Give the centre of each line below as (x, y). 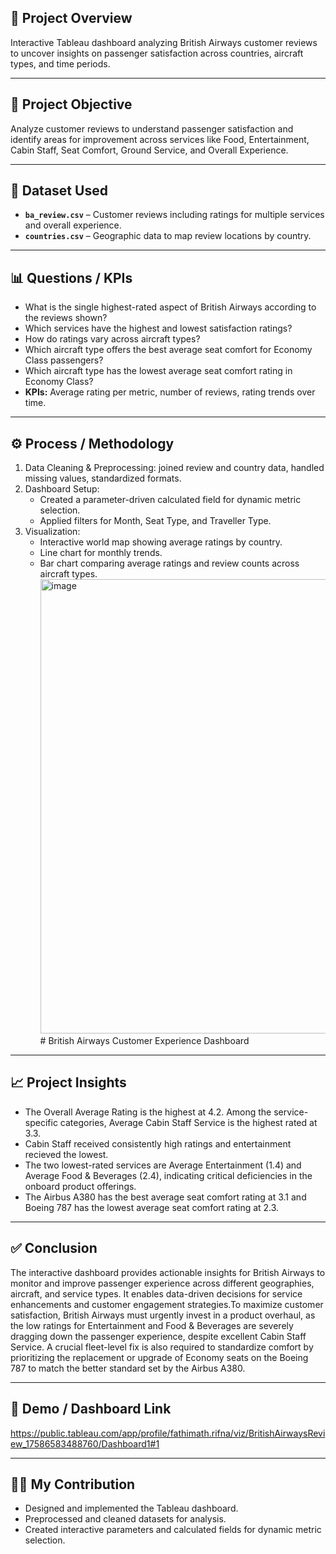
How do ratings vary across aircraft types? (112, 339)
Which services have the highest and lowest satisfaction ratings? (158, 328)
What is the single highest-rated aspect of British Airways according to (170, 307)
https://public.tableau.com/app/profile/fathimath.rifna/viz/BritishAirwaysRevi (168, 1433)
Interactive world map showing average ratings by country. (161, 542)
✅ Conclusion (54, 1248)
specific (41, 1122)
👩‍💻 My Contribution (73, 1484)
